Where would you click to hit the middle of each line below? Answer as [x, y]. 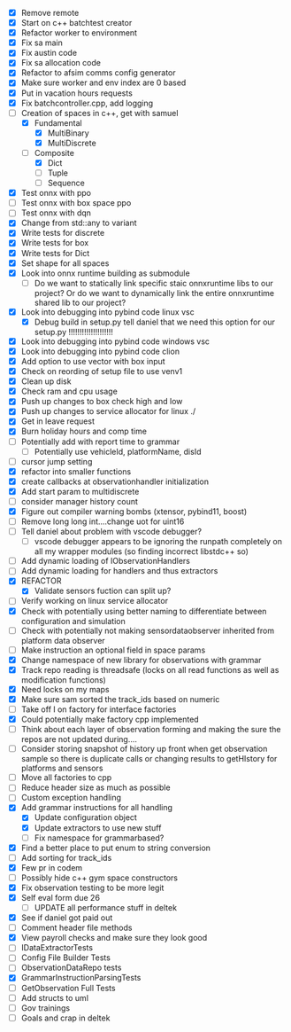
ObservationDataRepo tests [71, 968]
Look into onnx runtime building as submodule [106, 273]
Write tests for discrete [63, 233]
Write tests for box [55, 243]
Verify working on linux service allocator [95, 601]
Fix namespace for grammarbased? [99, 838]
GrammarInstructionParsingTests [81, 978]
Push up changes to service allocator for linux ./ [108, 411]
